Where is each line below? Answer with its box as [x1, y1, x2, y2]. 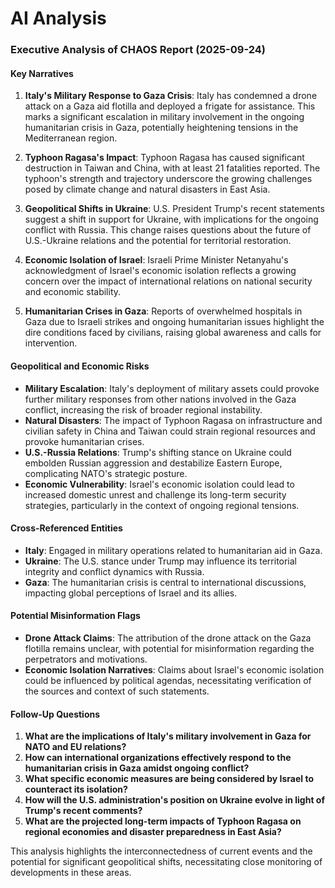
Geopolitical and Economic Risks [10, 360, 150, 372]
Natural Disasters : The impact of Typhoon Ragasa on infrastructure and [24, 414, 323, 426]
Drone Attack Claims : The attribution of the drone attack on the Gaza [24, 632, 312, 644]
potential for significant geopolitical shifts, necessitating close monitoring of [10, 856, 323, 868]
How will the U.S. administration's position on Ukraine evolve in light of [24, 794, 326, 806]
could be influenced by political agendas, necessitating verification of [24, 674, 312, 686]
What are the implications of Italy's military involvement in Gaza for [24, 730, 312, 742]
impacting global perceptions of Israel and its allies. [24, 587, 238, 599]
